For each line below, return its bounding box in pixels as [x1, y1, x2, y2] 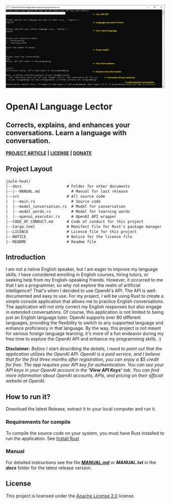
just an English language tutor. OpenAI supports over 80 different [6, 314, 141, 320]
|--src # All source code [6, 194, 105, 199]
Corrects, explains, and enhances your [6, 121, 130, 130]
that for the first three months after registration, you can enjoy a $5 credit [6, 356, 159, 363]
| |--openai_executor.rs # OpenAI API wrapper [6, 214, 117, 219]
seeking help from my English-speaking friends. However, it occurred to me [6, 277, 163, 283]
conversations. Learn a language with [6, 129, 127, 137]
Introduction [6, 253, 46, 262]
